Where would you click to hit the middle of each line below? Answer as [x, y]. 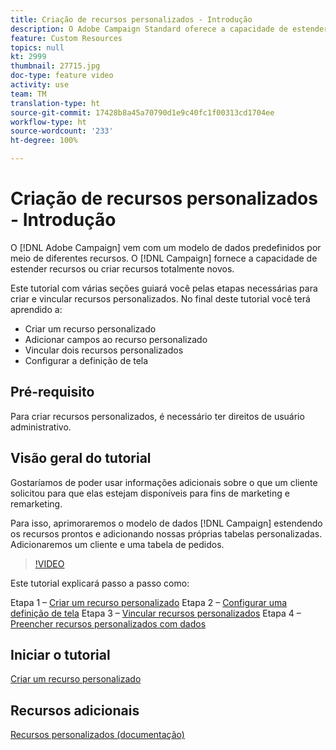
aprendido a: [36, 309]
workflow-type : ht [48, 122]
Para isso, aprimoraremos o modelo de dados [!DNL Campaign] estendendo [166, 523]
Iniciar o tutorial [60, 654]
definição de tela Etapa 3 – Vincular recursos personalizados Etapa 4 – [156, 613]
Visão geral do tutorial [81, 458]
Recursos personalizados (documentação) [97, 735]
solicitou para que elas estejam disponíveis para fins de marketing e [150, 493]
